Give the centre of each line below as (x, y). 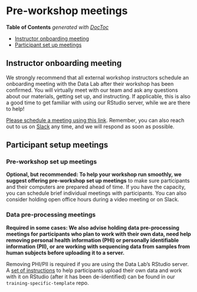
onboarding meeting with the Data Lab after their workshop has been (90, 84)
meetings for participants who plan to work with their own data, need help (99, 234)
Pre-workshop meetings (67, 11)
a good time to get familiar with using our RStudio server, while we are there (98, 102)
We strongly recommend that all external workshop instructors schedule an (98, 77)
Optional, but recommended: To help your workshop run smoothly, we (94, 174)
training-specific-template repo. (48, 283)
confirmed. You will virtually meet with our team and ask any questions (92, 90)
